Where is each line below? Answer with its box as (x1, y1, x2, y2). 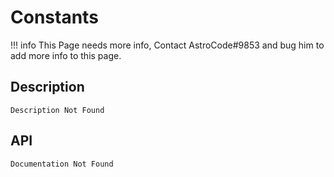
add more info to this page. (10, 49, 122, 61)
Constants (10, 6, 99, 29)
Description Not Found (10, 105, 105, 115)
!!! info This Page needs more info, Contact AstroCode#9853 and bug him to (10, 39, 325, 51)
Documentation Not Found (10, 159, 114, 169)
